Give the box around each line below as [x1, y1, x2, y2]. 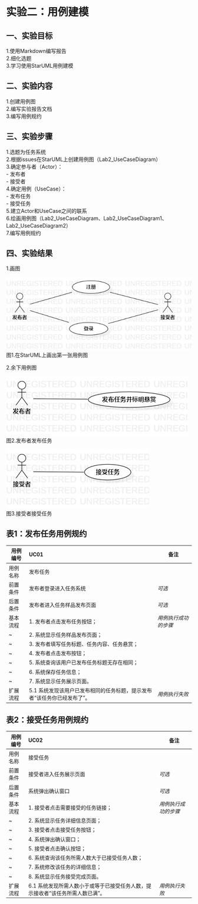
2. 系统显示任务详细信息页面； [28, 817, 102, 824]
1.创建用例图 [6, 98, 36, 105]
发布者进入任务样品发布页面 [28, 601, 96, 609]
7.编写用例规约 [6, 229, 41, 236]
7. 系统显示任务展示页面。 [28, 678, 93, 685]
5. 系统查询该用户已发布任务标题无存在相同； [28, 659, 138, 666]
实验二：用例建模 [6, 5, 90, 19]
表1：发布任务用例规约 [6, 529, 87, 539]
